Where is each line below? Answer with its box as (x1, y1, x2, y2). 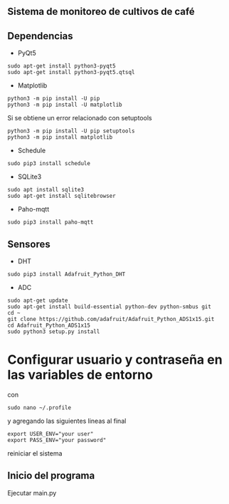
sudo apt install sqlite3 (7, 187, 84, 194)
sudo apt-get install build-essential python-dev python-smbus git (7, 303, 212, 310)
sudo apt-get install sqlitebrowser (7, 192, 116, 200)
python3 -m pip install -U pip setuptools (7, 127, 135, 135)
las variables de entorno (7, 367, 153, 383)
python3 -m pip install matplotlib (7, 134, 113, 141)
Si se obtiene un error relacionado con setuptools (7, 114, 152, 122)
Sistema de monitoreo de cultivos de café (7, 6, 196, 18)
